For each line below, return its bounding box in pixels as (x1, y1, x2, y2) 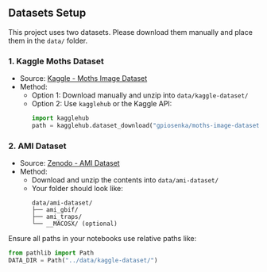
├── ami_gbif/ (31, 206, 79, 214)
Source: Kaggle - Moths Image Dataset (19, 74, 148, 83)
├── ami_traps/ (31, 213, 82, 221)
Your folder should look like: (31, 184, 123, 193)
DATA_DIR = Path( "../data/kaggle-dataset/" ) (8, 257, 158, 265)
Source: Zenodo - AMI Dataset (19, 159, 121, 168)
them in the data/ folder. (8, 36, 88, 45)
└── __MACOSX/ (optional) (31, 220, 118, 228)
